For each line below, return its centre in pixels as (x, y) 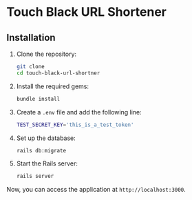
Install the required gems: (52, 86)
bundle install (38, 99)
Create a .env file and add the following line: (79, 112)
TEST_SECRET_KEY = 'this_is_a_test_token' (75, 125)
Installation (31, 38)
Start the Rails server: (47, 163)
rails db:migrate (41, 150)
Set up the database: (46, 138)
